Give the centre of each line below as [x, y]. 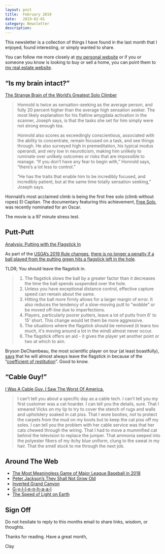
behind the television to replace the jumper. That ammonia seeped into [89, 435]
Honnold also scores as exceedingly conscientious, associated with [86, 135]
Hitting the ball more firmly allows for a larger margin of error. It [89, 299]
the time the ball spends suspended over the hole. [75, 283]
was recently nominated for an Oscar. [43, 207]
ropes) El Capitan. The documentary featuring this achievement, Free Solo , [81, 201]
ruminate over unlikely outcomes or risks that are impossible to [81, 156]
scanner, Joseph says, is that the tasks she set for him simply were [85, 120]
